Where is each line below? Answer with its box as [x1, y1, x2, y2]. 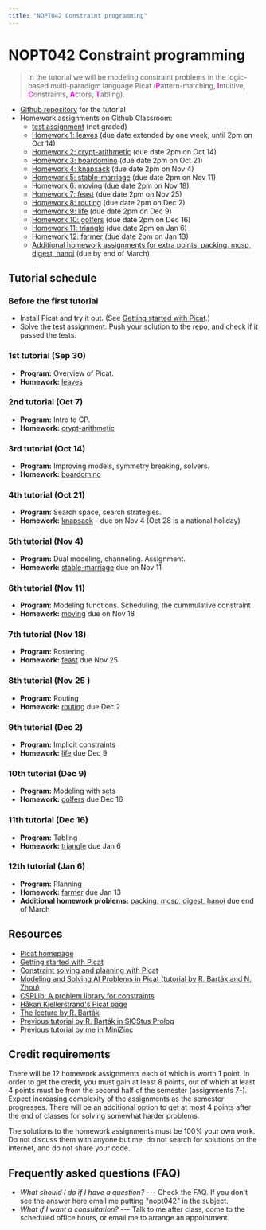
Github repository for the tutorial [19, 104, 126, 114]
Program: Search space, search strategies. [19, 507, 162, 517]
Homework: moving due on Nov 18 [19, 609, 135, 619]
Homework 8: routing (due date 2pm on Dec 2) [31, 197, 186, 207]
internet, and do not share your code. [8, 1143, 131, 1153]
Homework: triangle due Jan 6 [19, 841, 122, 850]
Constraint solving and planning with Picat [19, 965, 159, 975]
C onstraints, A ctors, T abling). [27, 89, 125, 99]
